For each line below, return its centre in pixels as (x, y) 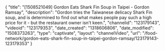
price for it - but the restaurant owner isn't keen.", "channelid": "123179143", (83, 23)
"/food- (150, 33)
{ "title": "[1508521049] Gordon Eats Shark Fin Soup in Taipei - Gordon (77, 7)
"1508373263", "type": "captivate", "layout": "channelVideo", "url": (73, 33)
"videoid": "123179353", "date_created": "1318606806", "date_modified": (80, 28)
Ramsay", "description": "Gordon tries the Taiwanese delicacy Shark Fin (79, 12)
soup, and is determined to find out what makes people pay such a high (79, 17)
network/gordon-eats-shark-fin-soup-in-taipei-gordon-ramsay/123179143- (82, 38)
